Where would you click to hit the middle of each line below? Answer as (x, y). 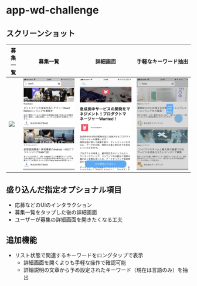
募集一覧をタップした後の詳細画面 (56, 213)
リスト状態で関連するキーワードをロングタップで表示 (79, 255)
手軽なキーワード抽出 (163, 61)
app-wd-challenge (52, 10)
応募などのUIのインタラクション (53, 205)
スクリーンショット (40, 33)
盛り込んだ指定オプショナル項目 (64, 189)
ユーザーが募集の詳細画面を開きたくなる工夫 (69, 220)
